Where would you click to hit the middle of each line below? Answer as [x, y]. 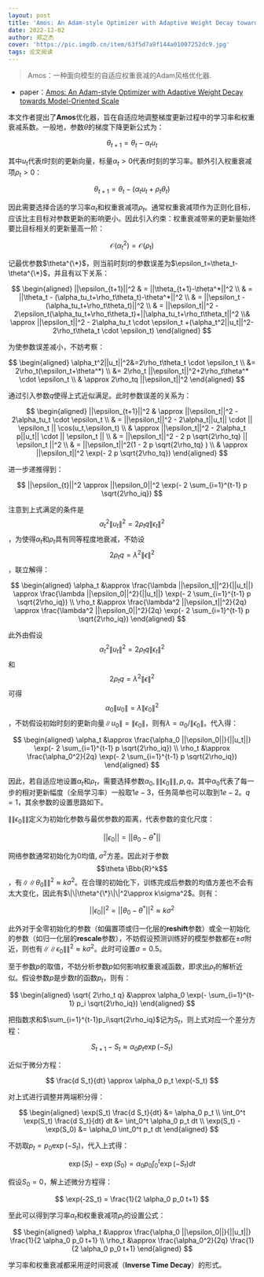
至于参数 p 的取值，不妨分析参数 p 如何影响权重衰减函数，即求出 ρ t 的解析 [122, 967]
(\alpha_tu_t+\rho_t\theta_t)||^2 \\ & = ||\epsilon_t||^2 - [132, 306]
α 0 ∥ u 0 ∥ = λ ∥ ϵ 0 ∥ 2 [132, 708]
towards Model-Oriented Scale [69, 101]
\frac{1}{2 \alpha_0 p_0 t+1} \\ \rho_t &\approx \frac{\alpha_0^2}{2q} [119, 1241]
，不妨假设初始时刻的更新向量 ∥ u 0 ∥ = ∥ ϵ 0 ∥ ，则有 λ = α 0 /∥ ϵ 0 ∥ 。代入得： [123, 723]
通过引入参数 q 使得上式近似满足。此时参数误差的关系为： [100, 396]
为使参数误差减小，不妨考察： [56, 347]
